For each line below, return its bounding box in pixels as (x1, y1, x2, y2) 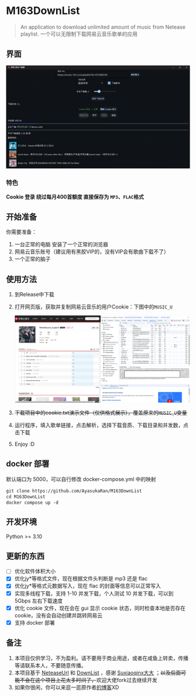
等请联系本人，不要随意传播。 (14, 662, 86, 669)
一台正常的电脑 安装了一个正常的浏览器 (14, 241, 108, 248)
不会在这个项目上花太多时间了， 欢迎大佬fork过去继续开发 (19, 676, 157, 683)
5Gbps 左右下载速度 (14, 597, 63, 604)
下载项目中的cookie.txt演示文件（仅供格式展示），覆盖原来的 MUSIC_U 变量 (14, 409, 188, 416)
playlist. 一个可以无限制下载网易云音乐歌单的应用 (20, 30, 138, 37)
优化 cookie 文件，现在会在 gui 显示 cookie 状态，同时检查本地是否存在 (14, 604, 185, 611)
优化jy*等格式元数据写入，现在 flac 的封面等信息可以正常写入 (14, 583, 162, 590)
